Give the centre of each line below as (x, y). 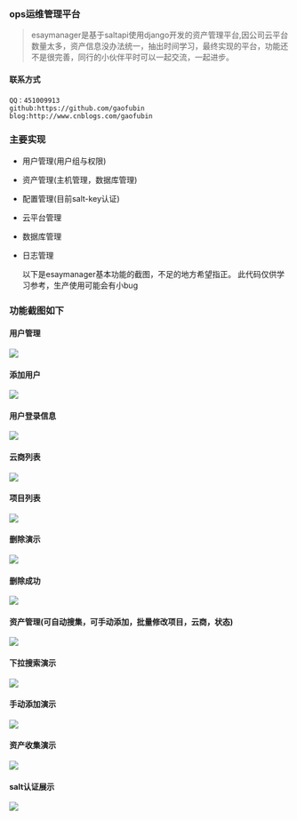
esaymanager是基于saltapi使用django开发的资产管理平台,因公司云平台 (160, 35)
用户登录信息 (32, 416)
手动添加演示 (32, 705)
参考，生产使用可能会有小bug (84, 285)
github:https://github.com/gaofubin (77, 108)
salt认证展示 (32, 786)
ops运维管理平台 (45, 13)
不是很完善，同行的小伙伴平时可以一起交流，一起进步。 (132, 57)
